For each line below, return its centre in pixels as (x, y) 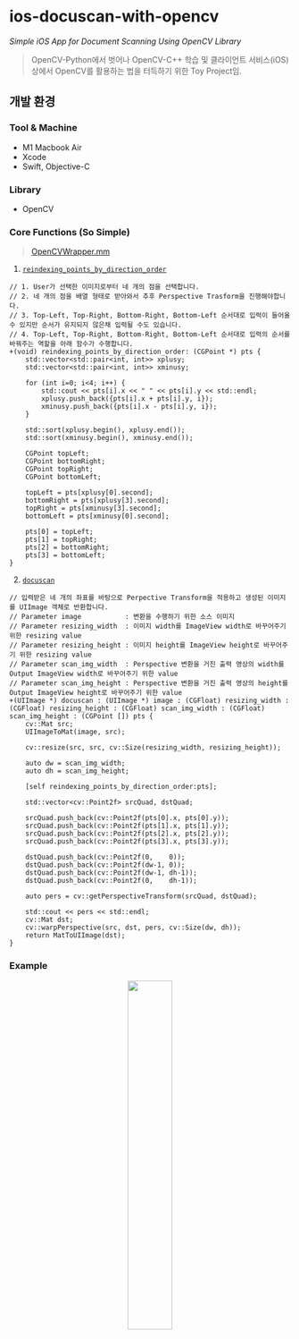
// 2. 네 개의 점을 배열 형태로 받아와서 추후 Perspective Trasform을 (127, 297)
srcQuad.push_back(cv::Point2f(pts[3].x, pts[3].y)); (127, 842)
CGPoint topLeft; (58, 453)
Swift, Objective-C (56, 166)
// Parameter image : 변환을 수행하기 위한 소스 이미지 (122, 617)
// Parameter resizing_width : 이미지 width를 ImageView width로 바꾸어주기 (148, 627)
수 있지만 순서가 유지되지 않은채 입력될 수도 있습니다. (96, 325)
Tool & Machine (43, 128)
